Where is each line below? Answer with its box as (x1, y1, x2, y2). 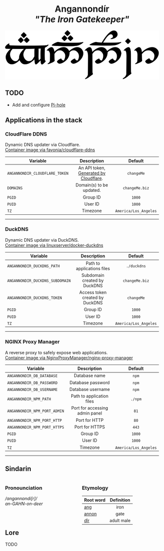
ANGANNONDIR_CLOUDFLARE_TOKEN (7, 171, 69, 176)
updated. (82, 187, 101, 193)
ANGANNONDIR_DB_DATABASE (7, 373, 58, 379)
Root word (83, 497, 106, 503)
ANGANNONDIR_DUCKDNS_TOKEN (7, 296, 62, 300)
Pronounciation (5, 484, 42, 491)
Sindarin (5, 464, 32, 473)
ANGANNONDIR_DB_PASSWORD (7, 380, 58, 385)
